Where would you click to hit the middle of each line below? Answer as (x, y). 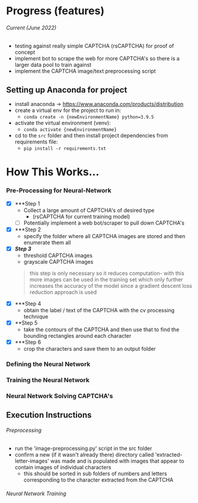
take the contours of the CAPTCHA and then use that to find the (101, 329)
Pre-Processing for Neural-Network (59, 191)
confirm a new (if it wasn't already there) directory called (84, 455)
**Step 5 (26, 323)
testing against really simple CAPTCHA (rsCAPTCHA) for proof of (94, 46)
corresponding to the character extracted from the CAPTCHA (98, 480)
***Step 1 (27, 203)
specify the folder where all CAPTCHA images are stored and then (104, 236)
